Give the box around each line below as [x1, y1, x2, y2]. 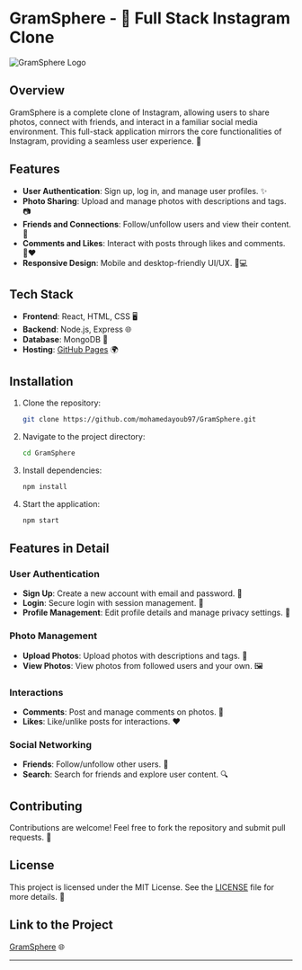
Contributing [9, 798, 83, 814]
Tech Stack [9, 287, 74, 302]
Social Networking [9, 738, 93, 751]
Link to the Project [9, 917, 114, 933]
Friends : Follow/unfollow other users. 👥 [22, 759, 169, 770]
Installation [9, 373, 74, 389]
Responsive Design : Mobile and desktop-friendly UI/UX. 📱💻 [22, 257, 248, 268]
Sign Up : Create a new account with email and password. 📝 [22, 588, 243, 599]
